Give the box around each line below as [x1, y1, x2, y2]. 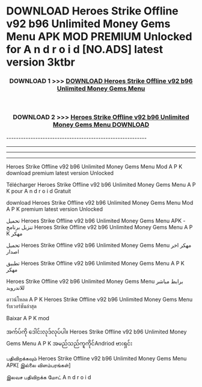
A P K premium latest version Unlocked [6, 205, 103, 212]
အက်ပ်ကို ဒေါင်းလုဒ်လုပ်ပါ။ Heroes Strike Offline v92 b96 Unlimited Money [6, 328, 187, 335]
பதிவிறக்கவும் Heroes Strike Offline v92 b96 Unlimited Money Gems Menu [6, 354, 187, 362]
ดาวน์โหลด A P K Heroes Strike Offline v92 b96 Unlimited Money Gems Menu [6, 296, 193, 303]
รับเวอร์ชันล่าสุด [6, 302, 37, 309]
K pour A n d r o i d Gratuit [6, 187, 71, 194]
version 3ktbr [6, 55, 75, 69]
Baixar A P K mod [6, 314, 50, 321]
